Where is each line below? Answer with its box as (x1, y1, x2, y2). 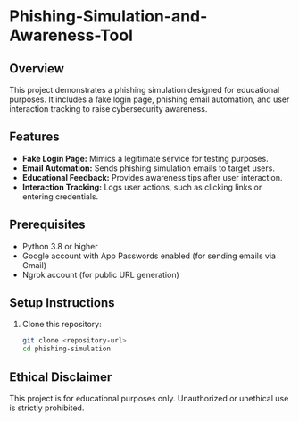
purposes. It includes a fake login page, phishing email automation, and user (9, 94, 290, 105)
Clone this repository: (21, 319, 102, 330)
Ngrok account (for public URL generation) (21, 269, 180, 280)
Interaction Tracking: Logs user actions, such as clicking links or (21, 181, 262, 192)
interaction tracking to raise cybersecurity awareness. (9, 104, 208, 114)
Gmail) (21, 259, 47, 270)
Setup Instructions (9, 295, 115, 310)
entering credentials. (21, 190, 99, 202)
